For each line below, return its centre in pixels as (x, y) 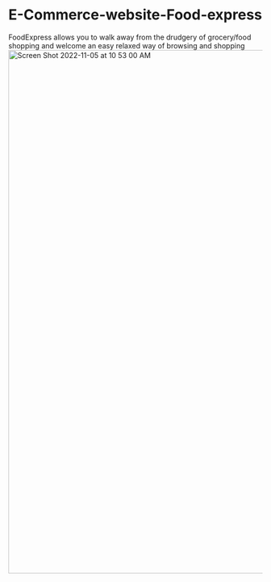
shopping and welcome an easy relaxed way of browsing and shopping (127, 45)
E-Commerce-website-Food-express (135, 15)
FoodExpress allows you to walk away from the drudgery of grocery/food (130, 37)
